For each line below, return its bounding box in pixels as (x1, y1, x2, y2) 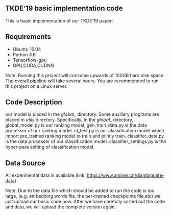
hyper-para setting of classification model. (5, 144, 95, 150)
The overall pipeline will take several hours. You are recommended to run (5, 78, 159, 84)
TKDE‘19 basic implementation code (5, 4, 123, 13)
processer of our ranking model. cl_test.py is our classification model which (5, 128, 164, 134)
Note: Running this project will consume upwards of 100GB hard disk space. (5, 72, 165, 78)
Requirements (5, 33, 51, 41)
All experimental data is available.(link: (5, 172, 86, 178)
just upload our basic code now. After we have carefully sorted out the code (5, 199, 165, 205)
